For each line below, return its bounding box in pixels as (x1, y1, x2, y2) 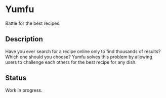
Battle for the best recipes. (5, 20, 61, 26)
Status (5, 74, 27, 82)
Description (5, 35, 43, 43)
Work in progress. (5, 87, 43, 93)
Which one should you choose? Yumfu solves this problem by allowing (5, 54, 153, 60)
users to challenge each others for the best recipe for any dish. (5, 59, 137, 65)
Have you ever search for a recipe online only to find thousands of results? (5, 48, 161, 54)
